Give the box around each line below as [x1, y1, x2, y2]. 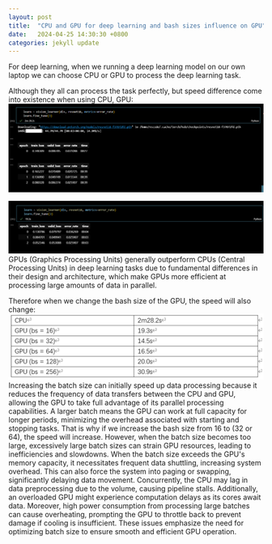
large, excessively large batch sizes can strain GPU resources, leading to [8, 441, 252, 451]
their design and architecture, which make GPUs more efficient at [8, 272, 227, 282]
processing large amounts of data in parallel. [8, 280, 158, 291]
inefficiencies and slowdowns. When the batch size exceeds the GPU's [8, 449, 245, 459]
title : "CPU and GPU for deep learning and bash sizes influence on [8, 21, 249, 30]
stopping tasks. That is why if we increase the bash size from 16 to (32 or [8, 423, 253, 433]
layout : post [8, 13, 53, 21]
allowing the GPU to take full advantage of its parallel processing [8, 397, 224, 408]
